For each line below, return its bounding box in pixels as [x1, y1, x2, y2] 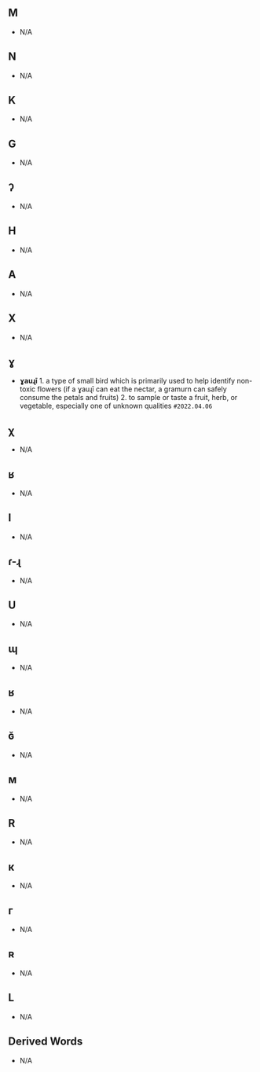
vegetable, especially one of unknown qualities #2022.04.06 [19, 401, 213, 411]
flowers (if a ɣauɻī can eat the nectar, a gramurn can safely [37, 384, 228, 394]
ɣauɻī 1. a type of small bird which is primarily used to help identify [19, 376, 236, 386]
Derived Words [8, 1035, 83, 1048]
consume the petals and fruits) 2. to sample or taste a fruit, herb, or [19, 393, 238, 402]
